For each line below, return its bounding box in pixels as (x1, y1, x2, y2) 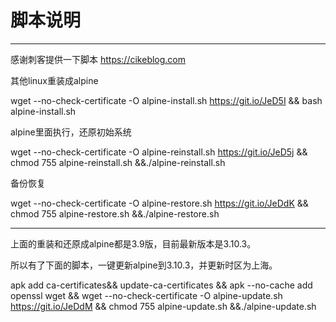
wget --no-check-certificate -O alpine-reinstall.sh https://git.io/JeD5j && (10, 146, 308, 158)
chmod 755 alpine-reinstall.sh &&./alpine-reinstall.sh (10, 156, 226, 168)
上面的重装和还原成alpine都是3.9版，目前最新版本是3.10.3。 (10, 237, 257, 250)
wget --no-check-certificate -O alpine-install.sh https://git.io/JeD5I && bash (10, 94, 323, 106)
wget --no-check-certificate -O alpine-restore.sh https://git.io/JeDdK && (10, 197, 309, 209)
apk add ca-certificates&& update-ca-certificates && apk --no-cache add (10, 279, 313, 291)
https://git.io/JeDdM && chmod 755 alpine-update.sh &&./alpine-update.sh (10, 300, 317, 312)
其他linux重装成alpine (10, 74, 99, 86)
